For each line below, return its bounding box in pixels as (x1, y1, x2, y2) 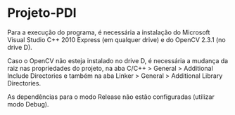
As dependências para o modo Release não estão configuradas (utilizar (7, 93, 215, 101)
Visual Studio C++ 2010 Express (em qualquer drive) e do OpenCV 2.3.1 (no (7, 35, 227, 43)
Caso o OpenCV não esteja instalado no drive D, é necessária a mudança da (7, 56, 229, 65)
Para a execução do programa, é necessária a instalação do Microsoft (7, 28, 210, 36)
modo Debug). (7, 100, 49, 108)
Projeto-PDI (7, 5, 77, 21)
